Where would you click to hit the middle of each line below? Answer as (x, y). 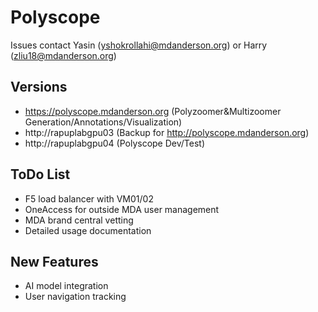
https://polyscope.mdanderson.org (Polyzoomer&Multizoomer (153, 111)
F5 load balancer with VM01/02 (89, 198)
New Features (54, 261)
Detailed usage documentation (88, 230)
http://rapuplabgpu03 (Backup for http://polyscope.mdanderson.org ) (167, 132)
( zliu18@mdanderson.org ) (63, 55)
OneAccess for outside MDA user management (122, 209)
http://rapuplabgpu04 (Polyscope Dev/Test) (115, 143)
